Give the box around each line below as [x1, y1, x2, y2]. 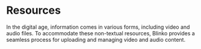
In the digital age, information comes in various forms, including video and [6, 23, 190, 30]
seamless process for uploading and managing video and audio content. [6, 36, 185, 43]
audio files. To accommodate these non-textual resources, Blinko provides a [6, 29, 196, 36]
